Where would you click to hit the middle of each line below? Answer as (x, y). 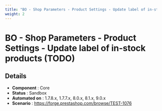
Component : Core (31, 88)
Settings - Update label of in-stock (75, 48)
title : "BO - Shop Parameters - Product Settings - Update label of (75, 9)
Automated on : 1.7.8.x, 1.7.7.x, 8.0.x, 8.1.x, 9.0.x (59, 98)
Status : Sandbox (29, 93)
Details (16, 76)
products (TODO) (40, 58)
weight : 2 (15, 14)
